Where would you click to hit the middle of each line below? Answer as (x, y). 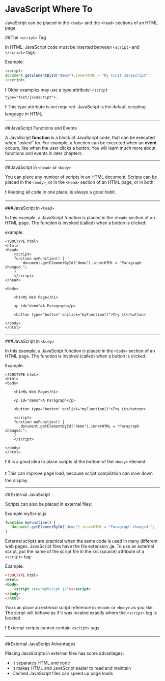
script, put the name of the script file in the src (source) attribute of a (75, 551)
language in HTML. (24, 114)
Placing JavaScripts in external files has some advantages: (65, 653)
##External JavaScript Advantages (40, 644)
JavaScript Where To (49, 9)
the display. (17, 480)
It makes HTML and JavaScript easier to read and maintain (71, 668)
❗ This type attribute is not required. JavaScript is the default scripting (75, 106)
